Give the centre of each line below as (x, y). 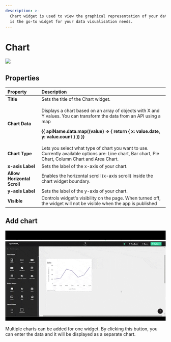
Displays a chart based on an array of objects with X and (101, 111)
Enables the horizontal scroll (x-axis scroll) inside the (97, 176)
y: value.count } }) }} (63, 137)
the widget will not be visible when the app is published (99, 204)
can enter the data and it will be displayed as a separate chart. (70, 334)
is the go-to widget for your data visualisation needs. (72, 21)
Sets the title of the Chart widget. (76, 99)
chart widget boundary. (66, 181)
